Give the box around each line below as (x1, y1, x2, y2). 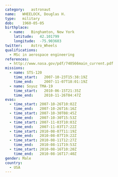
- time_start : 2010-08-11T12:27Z (9, 138, 77, 143)
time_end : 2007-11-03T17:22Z (14, 124, 77, 129)
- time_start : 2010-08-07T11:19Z (9, 129, 77, 134)
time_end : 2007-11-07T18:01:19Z (14, 79, 88, 84)
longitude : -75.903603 (14, 39, 62, 44)
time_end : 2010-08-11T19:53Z (14, 143, 77, 147)
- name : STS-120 (9, 70, 42, 75)
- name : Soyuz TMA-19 (9, 83, 53, 89)
